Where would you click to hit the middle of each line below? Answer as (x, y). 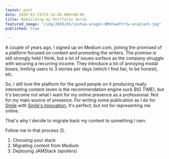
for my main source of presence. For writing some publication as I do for (80, 100)
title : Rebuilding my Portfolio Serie (46, 19)
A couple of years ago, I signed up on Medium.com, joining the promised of (84, 47)
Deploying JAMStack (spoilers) (45, 151)
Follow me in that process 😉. (36, 130)
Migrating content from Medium (46, 146)
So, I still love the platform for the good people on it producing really (76, 84)
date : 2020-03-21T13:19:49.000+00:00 (45, 15)
